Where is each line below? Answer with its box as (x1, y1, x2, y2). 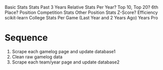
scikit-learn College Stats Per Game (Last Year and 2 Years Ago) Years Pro (4, 15, 158, 20)
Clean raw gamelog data (11, 54, 63, 60)
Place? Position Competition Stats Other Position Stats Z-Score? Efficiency (4, 9, 158, 15)
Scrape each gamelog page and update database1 (11, 48, 116, 54)
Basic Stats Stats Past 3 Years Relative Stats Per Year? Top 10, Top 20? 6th (4, 4, 158, 10)
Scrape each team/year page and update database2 (11, 59, 120, 65)
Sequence (4, 32, 48, 44)
